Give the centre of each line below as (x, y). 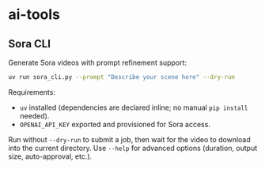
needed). (34, 115)
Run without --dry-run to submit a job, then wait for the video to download (129, 139)
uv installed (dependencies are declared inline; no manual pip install (134, 107)
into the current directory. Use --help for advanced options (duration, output (133, 148)
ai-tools (34, 15)
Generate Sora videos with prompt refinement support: (98, 62)
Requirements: (32, 92)
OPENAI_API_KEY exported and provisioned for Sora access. (115, 124)
